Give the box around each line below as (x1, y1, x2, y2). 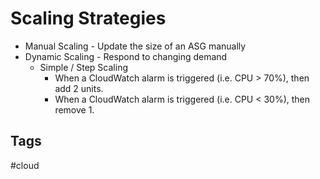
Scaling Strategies (10, 7, 167, 30)
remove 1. (54, 103, 95, 116)
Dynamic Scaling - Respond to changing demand (24, 50, 228, 62)
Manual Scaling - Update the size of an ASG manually (24, 40, 247, 52)
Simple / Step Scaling (39, 61, 128, 73)
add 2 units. (54, 82, 104, 94)
